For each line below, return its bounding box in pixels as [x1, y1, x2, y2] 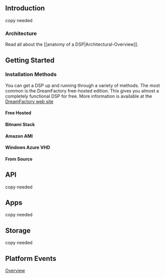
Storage [5, 226, 31, 235]
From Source [5, 156, 33, 162]
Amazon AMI [5, 133, 33, 139]
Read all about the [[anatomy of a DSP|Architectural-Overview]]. [5, 41, 139, 47]
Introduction [5, 4, 45, 13]
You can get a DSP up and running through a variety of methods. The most [5, 82, 160, 88]
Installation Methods [5, 71, 57, 78]
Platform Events [5, 254, 56, 263]
